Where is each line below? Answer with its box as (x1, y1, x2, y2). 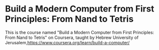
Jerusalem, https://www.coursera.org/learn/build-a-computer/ (5, 39, 130, 45)
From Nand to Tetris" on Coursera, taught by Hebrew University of (5, 35, 139, 40)
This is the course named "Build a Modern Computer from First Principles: (5, 29, 154, 35)
